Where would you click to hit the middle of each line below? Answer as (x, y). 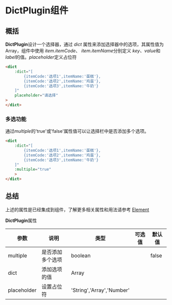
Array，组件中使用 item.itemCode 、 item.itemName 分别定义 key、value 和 (83, 51)
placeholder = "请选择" (36, 95)
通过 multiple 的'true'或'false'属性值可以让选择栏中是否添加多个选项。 (77, 131)
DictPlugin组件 (37, 11)
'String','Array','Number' (100, 290)
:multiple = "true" (33, 170)
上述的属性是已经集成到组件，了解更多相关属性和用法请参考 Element (77, 209)
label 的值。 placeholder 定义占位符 (41, 57)
